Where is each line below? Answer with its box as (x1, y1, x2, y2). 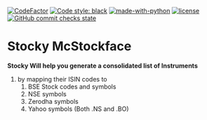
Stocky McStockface (7, 38, 132, 54)
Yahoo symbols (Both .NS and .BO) (27, 105, 129, 113)
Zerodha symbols (27, 97, 79, 105)
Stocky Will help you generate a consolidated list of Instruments (7, 61, 198, 70)
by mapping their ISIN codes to (17, 75, 107, 83)
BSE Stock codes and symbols (27, 82, 116, 91)
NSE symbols (27, 89, 67, 98)
